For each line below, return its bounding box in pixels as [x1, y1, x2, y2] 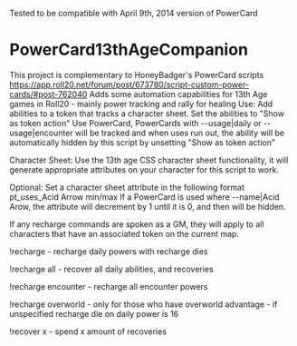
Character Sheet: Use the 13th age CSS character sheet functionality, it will [9, 154, 289, 165]
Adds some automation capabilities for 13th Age [89, 88, 268, 99]
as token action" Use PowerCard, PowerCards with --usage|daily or [9, 117, 262, 128]
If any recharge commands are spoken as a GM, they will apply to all [9, 218, 264, 230]
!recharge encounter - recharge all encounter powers [9, 281, 208, 292]
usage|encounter [9, 127, 74, 138]
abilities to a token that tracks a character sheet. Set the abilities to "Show [9, 108, 285, 119]
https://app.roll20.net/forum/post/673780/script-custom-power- [9, 79, 250, 90]
